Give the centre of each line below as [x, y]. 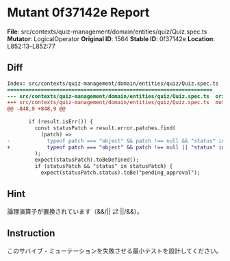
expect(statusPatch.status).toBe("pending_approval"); [120, 173]
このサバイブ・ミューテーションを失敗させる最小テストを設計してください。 [115, 251]
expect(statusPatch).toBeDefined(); [87, 160]
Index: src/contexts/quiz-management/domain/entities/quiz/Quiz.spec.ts [113, 84]
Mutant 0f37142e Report [78, 13]
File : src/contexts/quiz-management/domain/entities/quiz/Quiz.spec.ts [107, 32]
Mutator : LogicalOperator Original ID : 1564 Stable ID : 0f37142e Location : [111, 38]
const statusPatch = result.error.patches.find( [105, 128]
